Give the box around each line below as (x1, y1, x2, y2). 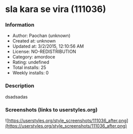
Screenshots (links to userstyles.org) (5, 106, 98, 113)
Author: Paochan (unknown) (12, 32, 71, 38)
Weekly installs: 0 (12, 70, 49, 76)
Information (5, 21, 34, 28)
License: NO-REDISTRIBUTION (12, 48, 76, 54)
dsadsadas (5, 93, 28, 99)
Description (5, 82, 34, 89)
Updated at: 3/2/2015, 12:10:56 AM (12, 43, 84, 49)
